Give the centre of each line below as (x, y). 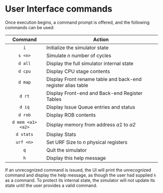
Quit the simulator (66, 150)
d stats (24, 134)
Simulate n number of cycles (79, 55)
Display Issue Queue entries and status (91, 107)
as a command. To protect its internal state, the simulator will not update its (80, 180)
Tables (54, 99)
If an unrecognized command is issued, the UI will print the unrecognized (78, 170)
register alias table (67, 85)
